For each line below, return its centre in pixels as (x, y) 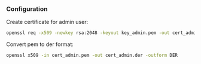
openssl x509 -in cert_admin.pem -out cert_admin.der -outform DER (92, 56)
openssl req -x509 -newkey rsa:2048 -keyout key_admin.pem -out (88, 33)
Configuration (27, 9)
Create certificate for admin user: (47, 22)
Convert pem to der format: (40, 44)
